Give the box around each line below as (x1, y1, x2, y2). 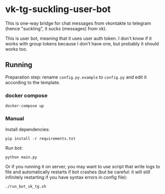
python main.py (5, 155, 37, 160)
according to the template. (5, 79, 61, 85)
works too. (5, 46, 28, 52)
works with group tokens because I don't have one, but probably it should (5, 40, 159, 46)
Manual (5, 115, 24, 122)
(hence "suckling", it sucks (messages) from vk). (5, 25, 107, 31)
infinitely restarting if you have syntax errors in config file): (5, 174, 128, 180)
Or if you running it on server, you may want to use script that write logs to (5, 164, 160, 170)
